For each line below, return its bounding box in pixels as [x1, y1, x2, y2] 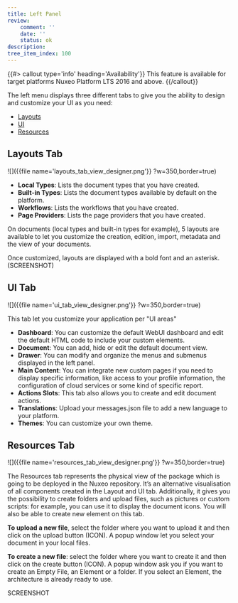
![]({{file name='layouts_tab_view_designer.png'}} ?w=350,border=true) [7, 166, 217, 175]
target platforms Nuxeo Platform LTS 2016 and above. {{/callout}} [7, 77, 199, 85]
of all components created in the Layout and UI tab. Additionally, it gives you [7, 487, 231, 496]
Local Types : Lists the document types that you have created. [17, 181, 200, 189]
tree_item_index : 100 [7, 50, 72, 58]
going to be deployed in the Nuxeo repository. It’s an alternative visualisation [7, 479, 231, 488]
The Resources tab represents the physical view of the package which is [7, 472, 220, 481]
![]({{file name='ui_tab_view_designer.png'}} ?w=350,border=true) [7, 300, 201, 309]
